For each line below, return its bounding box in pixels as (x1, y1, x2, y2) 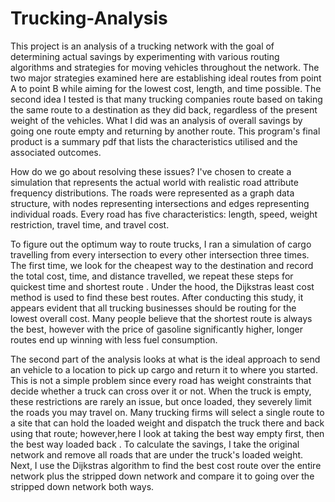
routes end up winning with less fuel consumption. (10, 333, 218, 346)
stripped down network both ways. (10, 480, 155, 492)
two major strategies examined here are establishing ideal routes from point (10, 72, 322, 84)
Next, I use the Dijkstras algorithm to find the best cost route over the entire (10, 459, 322, 471)
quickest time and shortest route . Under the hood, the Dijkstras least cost (10, 280, 315, 292)
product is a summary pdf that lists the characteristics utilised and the (10, 135, 298, 147)
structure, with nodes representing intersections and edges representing (10, 197, 310, 209)
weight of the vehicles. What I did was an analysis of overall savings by (10, 114, 303, 126)
